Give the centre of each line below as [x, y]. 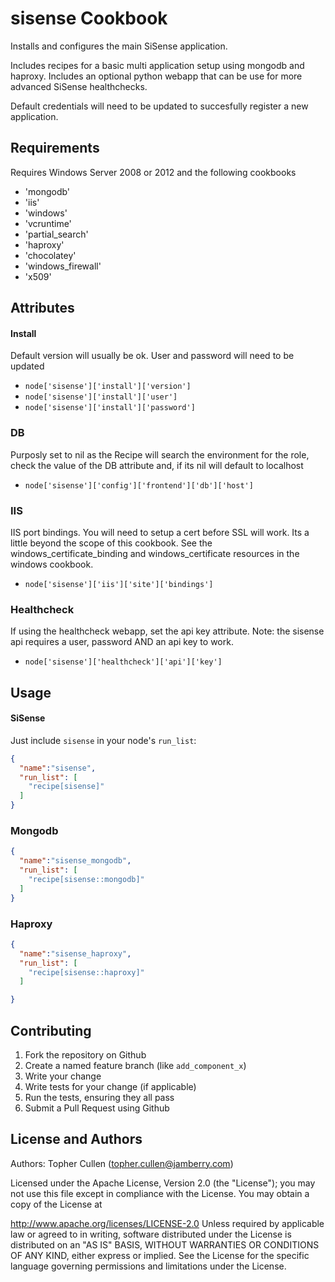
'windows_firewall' [63, 266]
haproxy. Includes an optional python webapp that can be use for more [156, 76]
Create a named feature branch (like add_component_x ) [135, 1065]
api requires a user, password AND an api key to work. [122, 642]
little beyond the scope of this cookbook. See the [111, 543]
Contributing [51, 1030]
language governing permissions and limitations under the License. [148, 1266]
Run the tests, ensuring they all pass [99, 1097]
